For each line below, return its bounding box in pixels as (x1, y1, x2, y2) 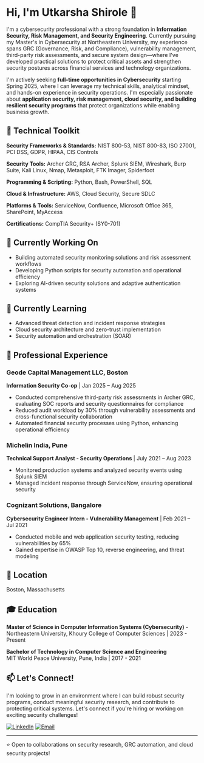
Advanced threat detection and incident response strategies (15, 320, 166, 327)
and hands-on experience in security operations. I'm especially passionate (6, 89, 193, 96)
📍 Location (6, 570, 47, 580)
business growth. (6, 108, 50, 115)
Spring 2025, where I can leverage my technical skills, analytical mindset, (6, 82, 190, 90)
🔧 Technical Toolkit (6, 126, 80, 136)
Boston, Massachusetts (6, 586, 65, 593)
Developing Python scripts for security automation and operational (15, 266, 182, 274)
